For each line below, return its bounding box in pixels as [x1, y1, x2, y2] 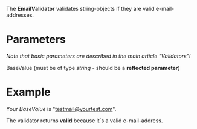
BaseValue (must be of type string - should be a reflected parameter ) [6, 64, 180, 71]
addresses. [6, 11, 34, 19]
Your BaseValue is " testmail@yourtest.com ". [6, 105, 117, 112]
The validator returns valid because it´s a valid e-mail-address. [6, 117, 163, 124]
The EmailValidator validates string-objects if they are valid [6, 5, 155, 12]
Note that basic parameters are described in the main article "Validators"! [6, 52, 191, 60]
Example [6, 86, 51, 99]
